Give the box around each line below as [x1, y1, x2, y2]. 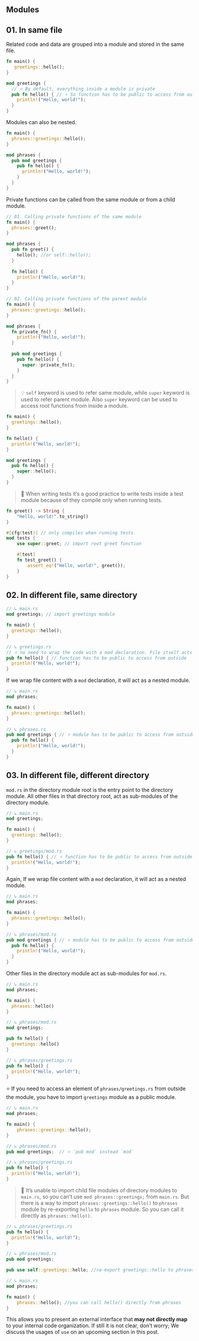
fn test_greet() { [17, 557, 62, 564]
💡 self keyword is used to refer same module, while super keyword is [20, 389, 190, 396]
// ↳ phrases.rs [6, 726, 46, 732]
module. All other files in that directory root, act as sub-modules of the [6, 792, 178, 799]
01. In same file [6, 25, 63, 35]
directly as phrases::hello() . [20, 1212, 92, 1219]
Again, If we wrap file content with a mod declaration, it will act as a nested [6, 876, 187, 883]
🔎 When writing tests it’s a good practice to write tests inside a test [20, 490, 184, 497]
